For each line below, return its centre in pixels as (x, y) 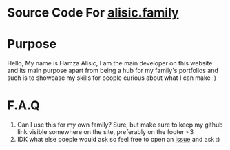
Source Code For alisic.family (93, 13)
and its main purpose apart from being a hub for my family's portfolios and (113, 71)
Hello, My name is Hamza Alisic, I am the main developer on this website (110, 63)
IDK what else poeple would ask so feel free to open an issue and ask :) (118, 140)
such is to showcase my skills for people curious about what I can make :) (112, 78)
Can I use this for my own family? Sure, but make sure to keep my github (120, 125)
